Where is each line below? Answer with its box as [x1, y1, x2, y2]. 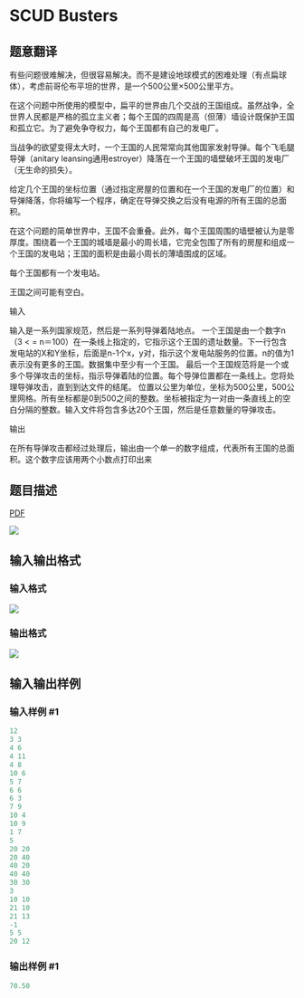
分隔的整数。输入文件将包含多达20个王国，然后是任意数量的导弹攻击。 [16, 404, 281, 414]
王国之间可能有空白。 [9, 287, 89, 297]
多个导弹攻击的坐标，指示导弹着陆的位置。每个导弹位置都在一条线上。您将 [9, 370, 287, 381]
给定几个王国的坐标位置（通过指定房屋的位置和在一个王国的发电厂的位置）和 [9, 184, 295, 195]
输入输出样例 [9, 676, 81, 692]
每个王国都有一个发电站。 [9, 268, 105, 278]
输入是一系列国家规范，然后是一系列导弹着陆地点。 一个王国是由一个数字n [9, 325, 287, 336]
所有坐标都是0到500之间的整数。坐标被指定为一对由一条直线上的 [40, 393, 283, 404]
